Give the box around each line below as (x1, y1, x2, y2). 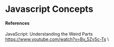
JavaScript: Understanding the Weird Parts (5, 31, 93, 37)
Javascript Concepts (5, 3, 94, 15)
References (5, 20, 30, 26)
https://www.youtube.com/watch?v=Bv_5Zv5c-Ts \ (5, 36, 110, 43)
